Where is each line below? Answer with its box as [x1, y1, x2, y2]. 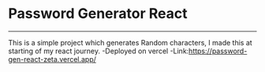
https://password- [188, 46, 248, 56]
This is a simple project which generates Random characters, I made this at [8, 38, 252, 47]
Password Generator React [8, 5, 188, 23]
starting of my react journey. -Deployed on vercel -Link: [8, 46, 189, 56]
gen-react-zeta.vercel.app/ [8, 54, 97, 63]
